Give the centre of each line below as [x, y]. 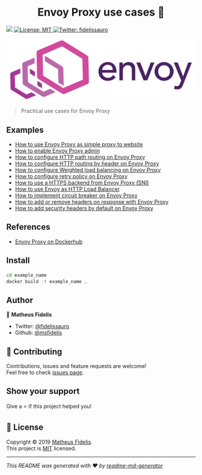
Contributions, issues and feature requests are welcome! [76, 366]
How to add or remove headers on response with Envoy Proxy [92, 202]
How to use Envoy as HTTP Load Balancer [67, 189]
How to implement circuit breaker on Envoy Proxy [76, 195]
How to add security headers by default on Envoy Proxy [84, 208]
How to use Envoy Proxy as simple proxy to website [79, 144]
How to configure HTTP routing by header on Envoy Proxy [87, 164]
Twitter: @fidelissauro [42, 326]
